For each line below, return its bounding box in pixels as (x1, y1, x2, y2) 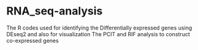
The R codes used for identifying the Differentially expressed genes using (6, 24, 192, 31)
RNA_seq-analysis (6, 4, 103, 18)
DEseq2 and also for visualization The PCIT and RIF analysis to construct (6, 30, 190, 37)
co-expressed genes (6, 37, 59, 44)
